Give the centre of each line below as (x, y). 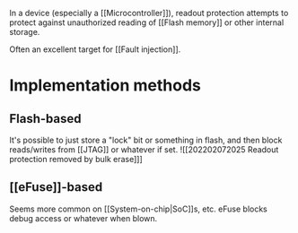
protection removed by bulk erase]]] (76, 159)
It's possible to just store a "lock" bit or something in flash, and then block (146, 140)
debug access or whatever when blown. (83, 218)
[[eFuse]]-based (56, 187)
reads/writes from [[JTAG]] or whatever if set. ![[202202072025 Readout (144, 150)
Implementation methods (105, 86)
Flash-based (46, 119)
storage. (25, 32)
